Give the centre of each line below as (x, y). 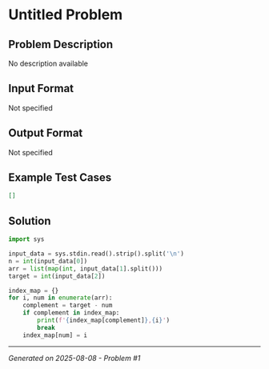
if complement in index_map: (71, 313)
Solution (30, 221)
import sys (26, 239)
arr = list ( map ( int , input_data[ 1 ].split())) (85, 269)
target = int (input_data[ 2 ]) (57, 276)
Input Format (41, 88)
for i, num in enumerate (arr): (60, 298)
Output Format (46, 133)
